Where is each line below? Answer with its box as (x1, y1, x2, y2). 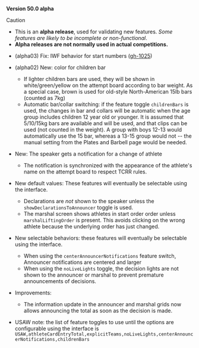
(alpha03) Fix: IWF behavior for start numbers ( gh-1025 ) (14, 52, 153, 59)
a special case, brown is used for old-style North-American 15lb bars (23, 88, 192, 95)
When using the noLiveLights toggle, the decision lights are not (23, 265, 179, 272)
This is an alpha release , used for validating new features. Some (14, 28, 173, 35)
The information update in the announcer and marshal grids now (23, 301, 182, 307)
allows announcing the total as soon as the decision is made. (23, 307, 173, 314)
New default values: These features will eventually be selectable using (14, 180, 187, 187)
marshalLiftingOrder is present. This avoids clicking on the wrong (23, 217, 185, 223)
